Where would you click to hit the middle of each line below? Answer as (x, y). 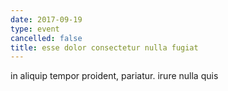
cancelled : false (46, 38)
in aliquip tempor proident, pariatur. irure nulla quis (114, 76)
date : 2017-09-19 (46, 19)
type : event (35, 29)
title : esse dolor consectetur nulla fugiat (104, 47)
